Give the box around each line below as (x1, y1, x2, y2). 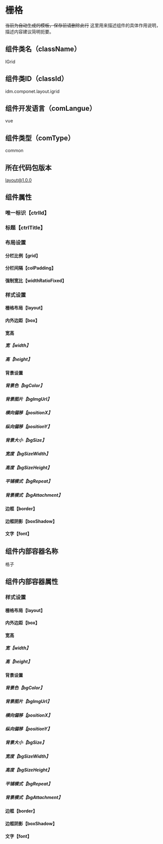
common (5, 148, 24, 154)
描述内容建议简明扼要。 (5, 28, 54, 34)
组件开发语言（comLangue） (5, 104, 97, 113)
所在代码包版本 (5, 163, 52, 172)
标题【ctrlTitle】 (5, 224, 46, 231)
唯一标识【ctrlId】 (5, 209, 50, 216)
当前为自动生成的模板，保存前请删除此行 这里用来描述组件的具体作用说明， (5, 22, 161, 28)
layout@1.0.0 (5, 177, 32, 183)
